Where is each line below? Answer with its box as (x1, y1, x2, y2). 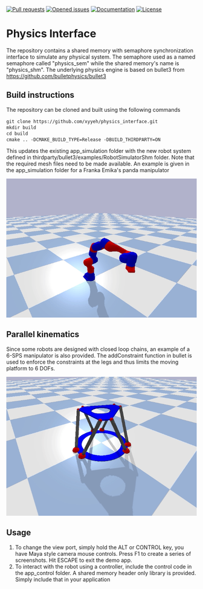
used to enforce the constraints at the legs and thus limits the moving (6, 358, 179, 365)
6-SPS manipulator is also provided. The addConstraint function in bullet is (6, 352, 192, 359)
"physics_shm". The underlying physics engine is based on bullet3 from (6, 66, 185, 73)
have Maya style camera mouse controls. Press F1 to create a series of (14, 550, 192, 557)
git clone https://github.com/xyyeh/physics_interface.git (6, 118, 158, 124)
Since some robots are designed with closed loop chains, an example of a (6, 345, 190, 353)
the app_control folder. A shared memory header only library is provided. (14, 569, 196, 576)
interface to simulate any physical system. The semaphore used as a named (6, 53, 196, 60)
